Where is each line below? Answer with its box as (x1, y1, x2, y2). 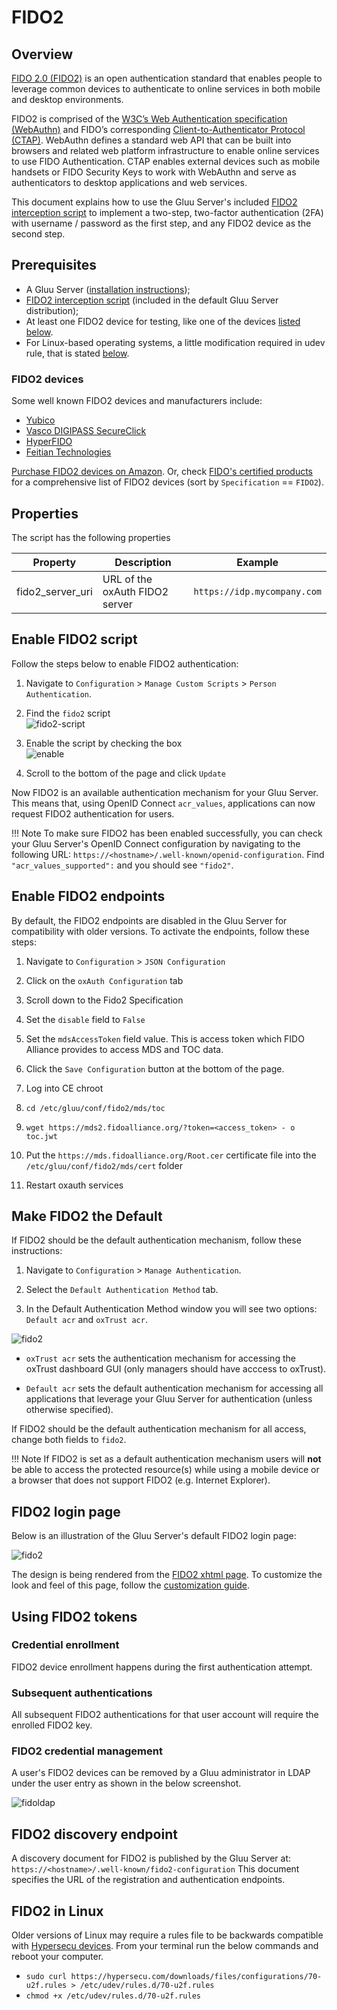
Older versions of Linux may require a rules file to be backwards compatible (11, 1929, 324, 1941)
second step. (11, 228, 66, 240)
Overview (11, 46, 74, 63)
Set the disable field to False (25, 1013, 146, 1025)
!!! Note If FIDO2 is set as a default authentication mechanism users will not (11, 1453, 322, 1465)
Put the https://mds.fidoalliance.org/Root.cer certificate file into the (25, 1149, 317, 1161)
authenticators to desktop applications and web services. (11, 177, 248, 188)
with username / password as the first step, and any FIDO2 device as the (11, 217, 312, 229)
